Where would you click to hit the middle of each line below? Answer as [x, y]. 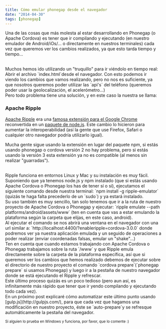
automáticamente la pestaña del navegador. [50, 312]
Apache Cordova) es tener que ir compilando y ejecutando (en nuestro [77, 38]
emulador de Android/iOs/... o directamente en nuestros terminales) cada [80, 44]
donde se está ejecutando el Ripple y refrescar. [53, 275]
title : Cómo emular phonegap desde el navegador [56, 10]
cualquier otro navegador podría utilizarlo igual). [54, 135]
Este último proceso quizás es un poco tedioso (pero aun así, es [71, 280]
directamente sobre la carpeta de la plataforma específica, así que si [75, 254]
